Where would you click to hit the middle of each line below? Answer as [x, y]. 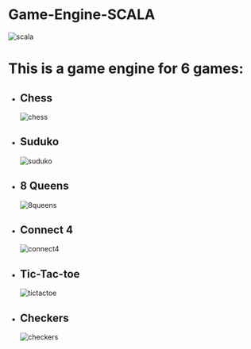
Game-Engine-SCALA [82, 15]
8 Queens [44, 186]
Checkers [44, 318]
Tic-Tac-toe [50, 274]
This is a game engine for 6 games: [126, 69]
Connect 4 [46, 230]
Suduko [39, 142]
